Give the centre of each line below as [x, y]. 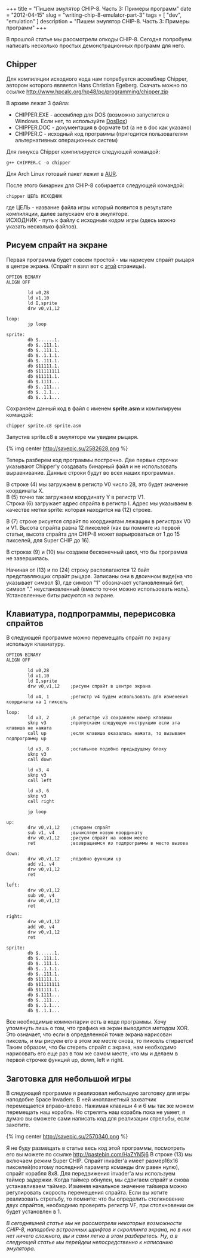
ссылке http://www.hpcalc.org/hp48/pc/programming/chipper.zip [87, 91]
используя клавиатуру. [36, 644]
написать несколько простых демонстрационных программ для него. [96, 45]
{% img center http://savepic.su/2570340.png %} [67, 1137]
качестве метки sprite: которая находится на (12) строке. [79, 509]
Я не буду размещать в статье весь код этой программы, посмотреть [96, 1148]
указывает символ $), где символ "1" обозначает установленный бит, [95, 582]
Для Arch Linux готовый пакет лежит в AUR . [62, 173]
